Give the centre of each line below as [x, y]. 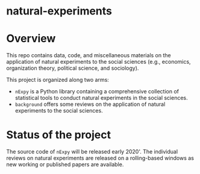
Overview [31, 39]
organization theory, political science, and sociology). [73, 68]
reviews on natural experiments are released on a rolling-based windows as [100, 158]
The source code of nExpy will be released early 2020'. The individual [92, 152]
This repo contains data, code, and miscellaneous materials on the [89, 55]
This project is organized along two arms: [58, 80]
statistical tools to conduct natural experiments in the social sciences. [101, 98]
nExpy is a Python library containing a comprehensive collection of [97, 92]
